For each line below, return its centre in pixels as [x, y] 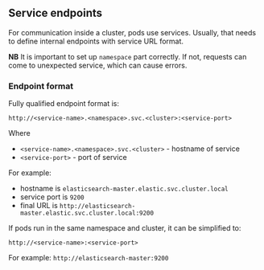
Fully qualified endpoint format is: [64, 104]
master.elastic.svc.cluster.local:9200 [87, 213]
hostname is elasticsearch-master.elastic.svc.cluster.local [124, 189]
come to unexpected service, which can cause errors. [98, 65]
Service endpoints [56, 13]
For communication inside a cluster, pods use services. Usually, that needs [132, 32]
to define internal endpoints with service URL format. [96, 41]
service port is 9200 [52, 197]
